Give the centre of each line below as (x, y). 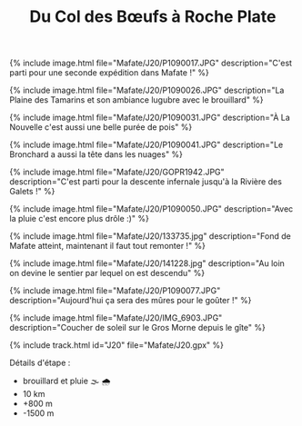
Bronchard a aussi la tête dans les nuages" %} (96, 154)
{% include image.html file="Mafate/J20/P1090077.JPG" (115, 291)
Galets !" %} (32, 192)
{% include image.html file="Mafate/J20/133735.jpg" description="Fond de (150, 236)
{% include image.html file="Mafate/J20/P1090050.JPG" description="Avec (151, 209)
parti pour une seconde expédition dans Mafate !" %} (109, 73)
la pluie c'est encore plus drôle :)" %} (80, 219)
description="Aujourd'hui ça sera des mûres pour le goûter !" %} (131, 301)
